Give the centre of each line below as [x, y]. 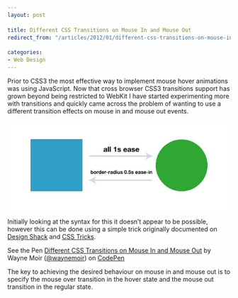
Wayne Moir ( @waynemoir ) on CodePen [66, 258]
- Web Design [27, 60]
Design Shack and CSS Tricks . [52, 236]
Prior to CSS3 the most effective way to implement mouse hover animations [118, 81]
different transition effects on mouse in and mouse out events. [98, 111]
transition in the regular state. [50, 287]
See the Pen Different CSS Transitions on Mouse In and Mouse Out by [109, 250]
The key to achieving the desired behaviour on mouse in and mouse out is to [119, 271]
